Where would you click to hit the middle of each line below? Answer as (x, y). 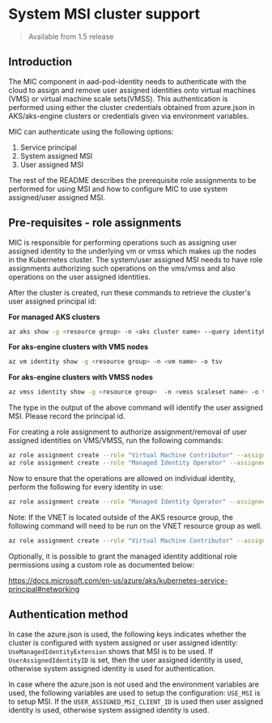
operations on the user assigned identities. (80, 277)
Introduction (40, 62)
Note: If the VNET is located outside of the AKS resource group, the (121, 517)
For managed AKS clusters (54, 317)
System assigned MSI (56, 155)
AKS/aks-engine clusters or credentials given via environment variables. (129, 116)
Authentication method (68, 615)
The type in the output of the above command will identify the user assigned (136, 408)
